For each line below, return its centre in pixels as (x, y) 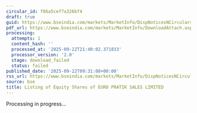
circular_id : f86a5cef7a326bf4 (44, 11)
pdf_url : (17, 28)
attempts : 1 (26, 38)
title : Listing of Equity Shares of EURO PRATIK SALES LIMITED (85, 87)
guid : (13, 22)
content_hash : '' (33, 44)
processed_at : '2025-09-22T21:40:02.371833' (67, 50)
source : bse (21, 82)
